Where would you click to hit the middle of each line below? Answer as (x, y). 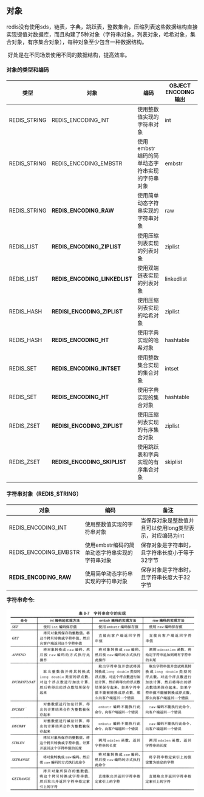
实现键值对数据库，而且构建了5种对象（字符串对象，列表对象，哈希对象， (98, 34)
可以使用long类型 (168, 528)
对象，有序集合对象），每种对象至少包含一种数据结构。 (79, 42)
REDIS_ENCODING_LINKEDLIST (92, 279)
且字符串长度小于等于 (167, 552)
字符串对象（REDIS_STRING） (44, 494)
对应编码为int (168, 535)
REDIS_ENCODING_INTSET (86, 369)
